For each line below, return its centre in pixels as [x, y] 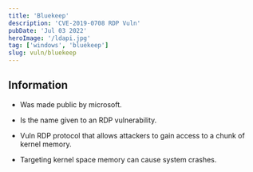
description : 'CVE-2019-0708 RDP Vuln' [75, 23]
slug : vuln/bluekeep [43, 53]
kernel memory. [45, 144]
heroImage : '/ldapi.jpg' [49, 38]
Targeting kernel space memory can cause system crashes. [118, 159]
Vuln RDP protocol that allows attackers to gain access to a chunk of [132, 135]
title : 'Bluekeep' [39, 16]
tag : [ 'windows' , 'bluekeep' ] [59, 46]
